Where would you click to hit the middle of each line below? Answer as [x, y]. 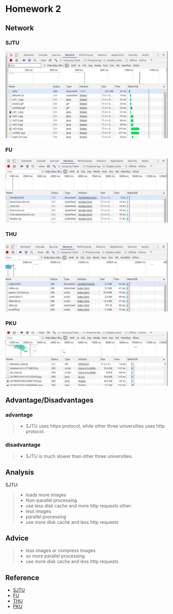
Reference [22, 578]
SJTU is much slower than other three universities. [79, 456]
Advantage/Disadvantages [49, 400]
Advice [17, 538]
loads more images [46, 495]
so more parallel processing [55, 556]
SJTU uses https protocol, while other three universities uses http [95, 426]
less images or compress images [60, 551]
